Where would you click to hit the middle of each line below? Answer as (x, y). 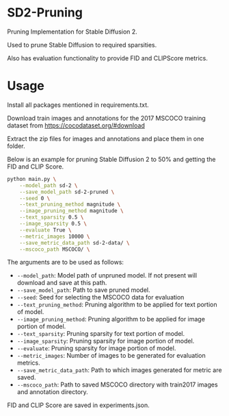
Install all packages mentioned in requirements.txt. (78, 105)
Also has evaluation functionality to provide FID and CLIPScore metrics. (108, 58)
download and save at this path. (62, 283)
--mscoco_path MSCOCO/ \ (55, 249)
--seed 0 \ (35, 198)
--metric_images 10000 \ (55, 236)
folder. (16, 146)
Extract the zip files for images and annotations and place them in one (106, 138)
